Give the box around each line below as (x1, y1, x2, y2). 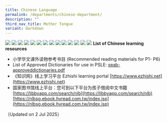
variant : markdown (5, 26, 44, 31)
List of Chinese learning (93, 41, 144, 47)
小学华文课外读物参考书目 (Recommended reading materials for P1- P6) (12, 56, 160, 62)
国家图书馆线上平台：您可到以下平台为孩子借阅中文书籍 (12, 85, 127, 91)
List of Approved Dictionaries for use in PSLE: (12, 62, 107, 68)
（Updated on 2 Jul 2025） (5, 111, 62, 117)
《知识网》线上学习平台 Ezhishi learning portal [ (12, 73, 112, 79)
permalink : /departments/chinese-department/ (5, 12, 102, 17)
